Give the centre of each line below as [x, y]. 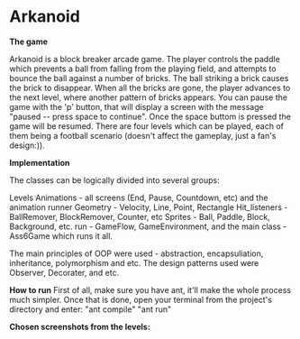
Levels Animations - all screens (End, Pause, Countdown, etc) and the [139, 197]
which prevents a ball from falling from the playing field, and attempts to [143, 69]
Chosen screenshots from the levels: [80, 326]
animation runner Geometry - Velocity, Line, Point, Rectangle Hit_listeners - [149, 207]
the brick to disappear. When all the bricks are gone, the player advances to [150, 87]
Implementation [40, 162]
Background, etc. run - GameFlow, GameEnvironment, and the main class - [148, 226]
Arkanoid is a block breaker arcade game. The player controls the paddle [145, 59]
